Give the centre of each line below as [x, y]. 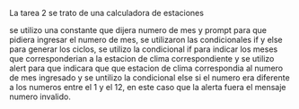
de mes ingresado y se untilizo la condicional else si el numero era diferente [149, 78]
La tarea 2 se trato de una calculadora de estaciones [107, 13]
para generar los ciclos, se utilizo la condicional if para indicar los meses [144, 49]
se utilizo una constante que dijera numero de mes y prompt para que [138, 30]
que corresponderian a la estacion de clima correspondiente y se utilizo [142, 59]
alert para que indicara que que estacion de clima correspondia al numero [146, 68]
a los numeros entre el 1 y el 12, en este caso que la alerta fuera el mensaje [148, 87]
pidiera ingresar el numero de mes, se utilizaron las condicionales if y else [146, 40]
